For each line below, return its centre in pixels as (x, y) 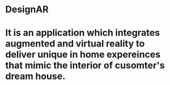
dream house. (35, 77)
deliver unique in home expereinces (83, 55)
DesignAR (27, 9)
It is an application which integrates (83, 33)
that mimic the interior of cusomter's (85, 66)
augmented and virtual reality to (75, 44)
